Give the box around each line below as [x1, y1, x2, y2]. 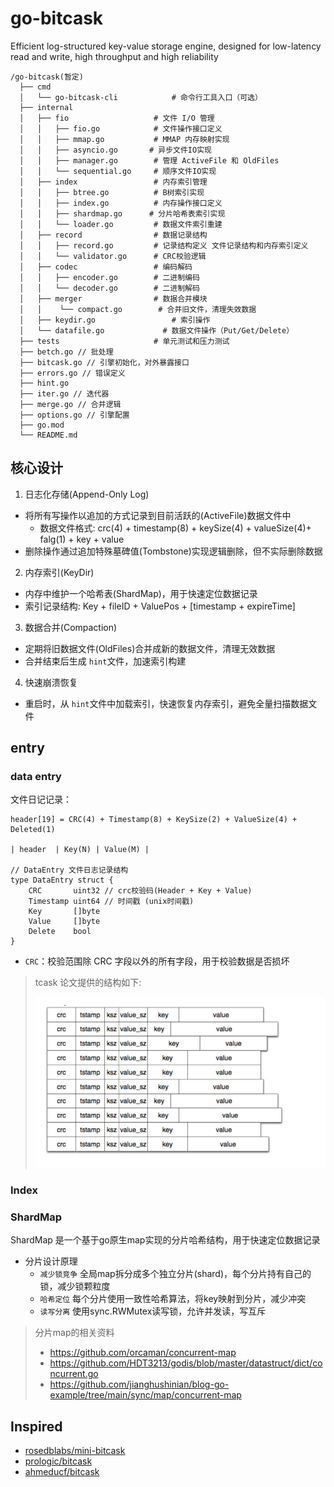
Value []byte [28, 917, 101, 927]
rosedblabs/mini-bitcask [24, 1445, 126, 1456]
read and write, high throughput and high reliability [10, 50, 219, 62]
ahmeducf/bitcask [24, 1466, 100, 1477]
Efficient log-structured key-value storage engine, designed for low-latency [10, 40, 322, 52]
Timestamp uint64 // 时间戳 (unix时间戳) [28, 897, 195, 907]
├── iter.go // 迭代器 [19, 388, 110, 399]
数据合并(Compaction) [24, 621, 118, 633]
